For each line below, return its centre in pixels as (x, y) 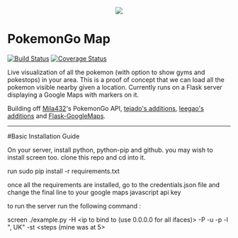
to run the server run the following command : (74, 206)
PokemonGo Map (59, 39)
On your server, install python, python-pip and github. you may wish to (110, 150)
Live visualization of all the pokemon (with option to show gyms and (106, 72)
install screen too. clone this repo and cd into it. (76, 157)
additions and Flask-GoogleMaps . (57, 116)
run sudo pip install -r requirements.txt (64, 171)
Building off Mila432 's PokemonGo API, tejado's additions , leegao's (106, 108)
